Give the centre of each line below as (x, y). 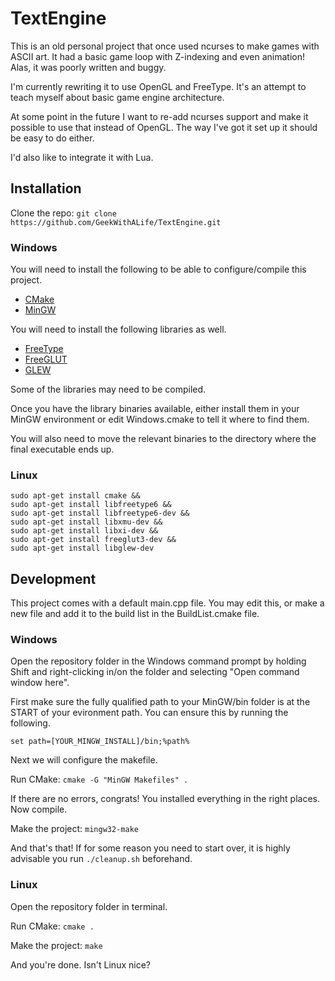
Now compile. (39, 809)
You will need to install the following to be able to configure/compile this (158, 269)
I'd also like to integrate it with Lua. (82, 157)
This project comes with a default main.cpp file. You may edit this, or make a (167, 603)
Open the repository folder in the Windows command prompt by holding (158, 661)
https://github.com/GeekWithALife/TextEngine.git (116, 222)
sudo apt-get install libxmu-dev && (86, 522)
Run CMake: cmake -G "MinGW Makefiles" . (99, 779)
